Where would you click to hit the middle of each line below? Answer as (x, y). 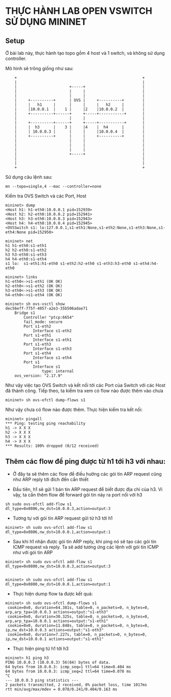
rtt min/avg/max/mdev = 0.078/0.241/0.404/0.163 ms (61, 689)
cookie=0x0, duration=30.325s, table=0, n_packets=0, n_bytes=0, (78, 617)
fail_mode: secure (43, 322)
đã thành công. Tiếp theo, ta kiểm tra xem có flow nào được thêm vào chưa (84, 391)
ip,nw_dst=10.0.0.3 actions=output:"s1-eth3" (54, 630)
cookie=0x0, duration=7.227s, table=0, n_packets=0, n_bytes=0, (77, 634)
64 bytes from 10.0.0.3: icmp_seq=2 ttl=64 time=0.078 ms (68, 671)
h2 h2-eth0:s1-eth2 (26, 250)
